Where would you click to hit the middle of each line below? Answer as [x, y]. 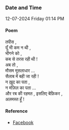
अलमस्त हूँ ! [15, 99]
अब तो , [12, 65]
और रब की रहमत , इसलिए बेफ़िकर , [34, 93]
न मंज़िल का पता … [21, 88]
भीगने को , [13, 53]
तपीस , [11, 42]
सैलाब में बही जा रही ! [22, 76]
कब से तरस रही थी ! [22, 59]
